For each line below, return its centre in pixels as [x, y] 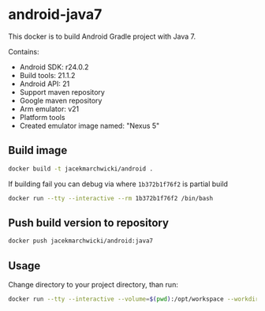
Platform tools [42, 117]
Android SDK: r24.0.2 [54, 67]
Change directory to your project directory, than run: [93, 285]
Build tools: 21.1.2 [47, 75]
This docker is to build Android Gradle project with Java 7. [102, 36]
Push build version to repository [89, 223]
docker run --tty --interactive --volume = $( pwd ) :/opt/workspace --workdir [134, 299]
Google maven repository [61, 100]
